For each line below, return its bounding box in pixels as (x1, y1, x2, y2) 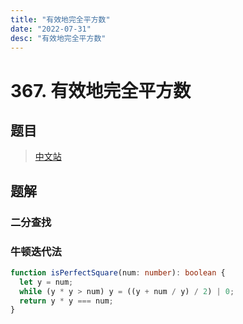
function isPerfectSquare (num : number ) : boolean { (10, 267, 226, 278)
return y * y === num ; (19, 296, 114, 306)
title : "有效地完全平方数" (10, 14, 111, 25)
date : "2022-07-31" (10, 24, 92, 34)
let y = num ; (19, 277, 74, 287)
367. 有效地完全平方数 (10, 79, 192, 102)
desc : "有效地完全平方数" (10, 33, 107, 43)
